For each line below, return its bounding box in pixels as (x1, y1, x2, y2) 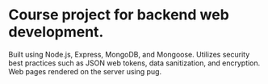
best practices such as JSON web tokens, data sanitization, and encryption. (8, 58, 261, 68)
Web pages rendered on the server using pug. (8, 66, 162, 76)
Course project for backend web (8, 6, 230, 24)
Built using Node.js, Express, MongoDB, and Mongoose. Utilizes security (8, 49, 250, 59)
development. (8, 23, 104, 41)
